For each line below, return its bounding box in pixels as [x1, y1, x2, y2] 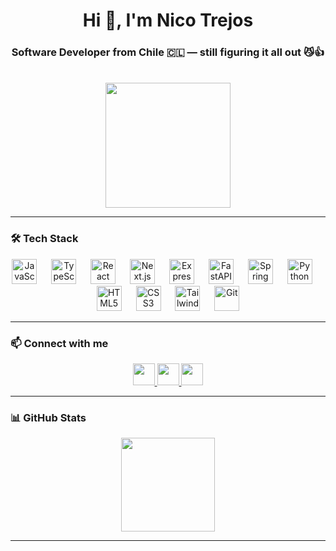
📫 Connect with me [10, 336, 109, 350]
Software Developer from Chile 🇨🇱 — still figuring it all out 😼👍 [11, 45, 325, 59]
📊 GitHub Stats [10, 411, 87, 424]
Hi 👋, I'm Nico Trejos [82, 9, 254, 32]
